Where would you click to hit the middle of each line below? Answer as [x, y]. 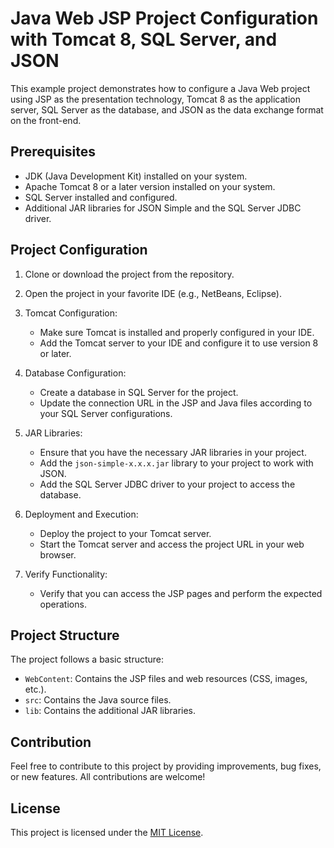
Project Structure [65, 635]
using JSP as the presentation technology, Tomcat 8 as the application [155, 99]
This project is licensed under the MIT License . [107, 832]
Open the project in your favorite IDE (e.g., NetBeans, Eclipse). [153, 293]
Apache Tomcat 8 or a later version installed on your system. [150, 186]
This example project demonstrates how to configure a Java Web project [160, 88]
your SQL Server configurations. [106, 413]
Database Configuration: [75, 373]
